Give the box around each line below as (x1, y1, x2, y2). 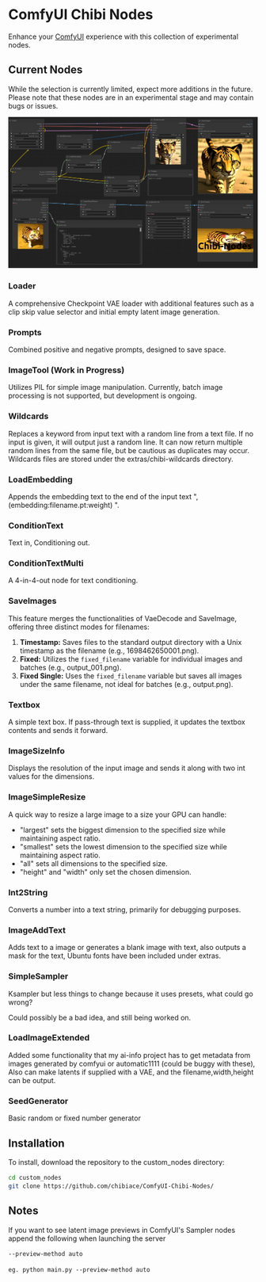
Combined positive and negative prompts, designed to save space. (8, 345, 226, 354)
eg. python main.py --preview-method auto (8, 1265, 150, 1273)
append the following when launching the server (8, 1234, 166, 1243)
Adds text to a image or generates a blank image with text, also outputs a (8, 943, 247, 952)
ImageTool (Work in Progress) (8, 364, 125, 376)
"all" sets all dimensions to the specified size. (19, 858, 168, 868)
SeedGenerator (8, 1095, 69, 1106)
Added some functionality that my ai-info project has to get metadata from (8, 1050, 251, 1059)
